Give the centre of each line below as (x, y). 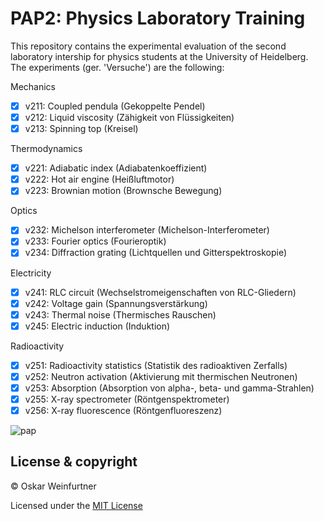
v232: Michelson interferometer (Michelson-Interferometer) (147, 230)
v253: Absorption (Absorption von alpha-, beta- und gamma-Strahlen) (169, 388)
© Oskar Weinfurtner (53, 486)
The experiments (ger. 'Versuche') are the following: (117, 67)
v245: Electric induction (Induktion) (97, 326)
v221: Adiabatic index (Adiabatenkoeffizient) (116, 168)
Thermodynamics (46, 149)
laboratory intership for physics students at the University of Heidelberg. (159, 56)
